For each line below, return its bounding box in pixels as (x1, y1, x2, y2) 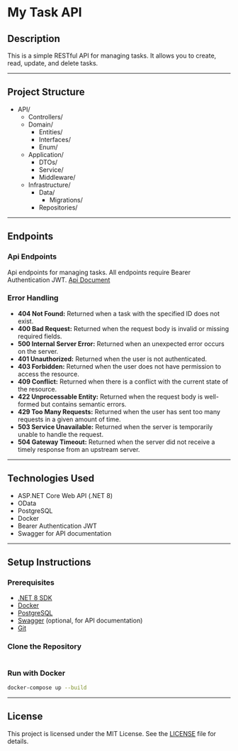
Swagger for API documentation (17, 529, 112, 537)
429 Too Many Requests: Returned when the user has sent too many (17, 407, 221, 416)
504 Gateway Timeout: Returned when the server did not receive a (17, 438, 215, 446)
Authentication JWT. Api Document (7, 275, 110, 284)
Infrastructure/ (28, 180, 71, 189)
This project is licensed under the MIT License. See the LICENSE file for (7, 729, 217, 738)
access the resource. (17, 369, 79, 378)
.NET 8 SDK (17, 594, 52, 603)
